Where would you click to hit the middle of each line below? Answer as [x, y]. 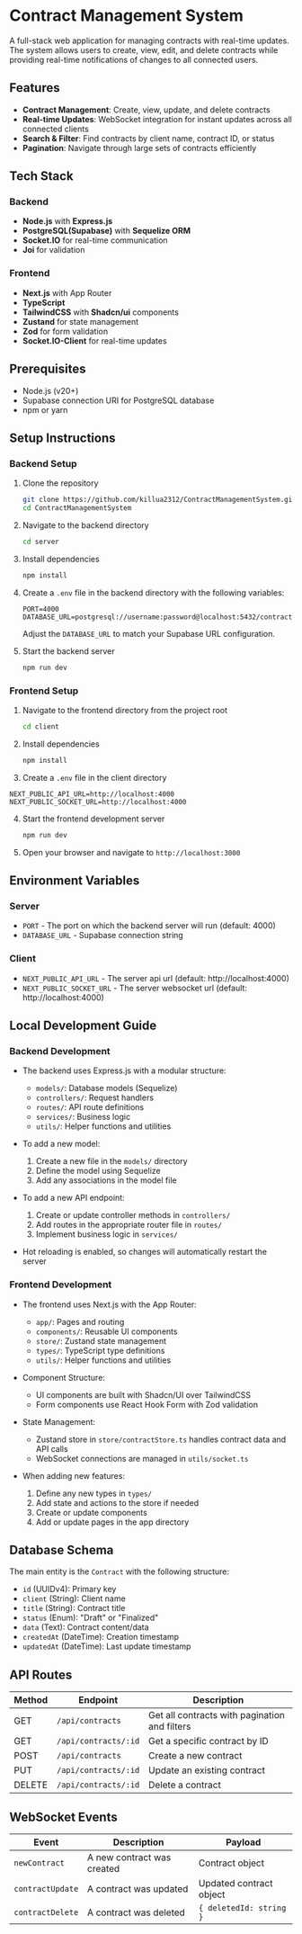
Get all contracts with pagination [216, 1715]
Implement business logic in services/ [107, 1234]
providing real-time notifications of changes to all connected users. [134, 59]
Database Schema [62, 1549]
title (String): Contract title [74, 1608]
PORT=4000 [41, 609]
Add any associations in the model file [106, 1180]
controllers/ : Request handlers [95, 1097]
